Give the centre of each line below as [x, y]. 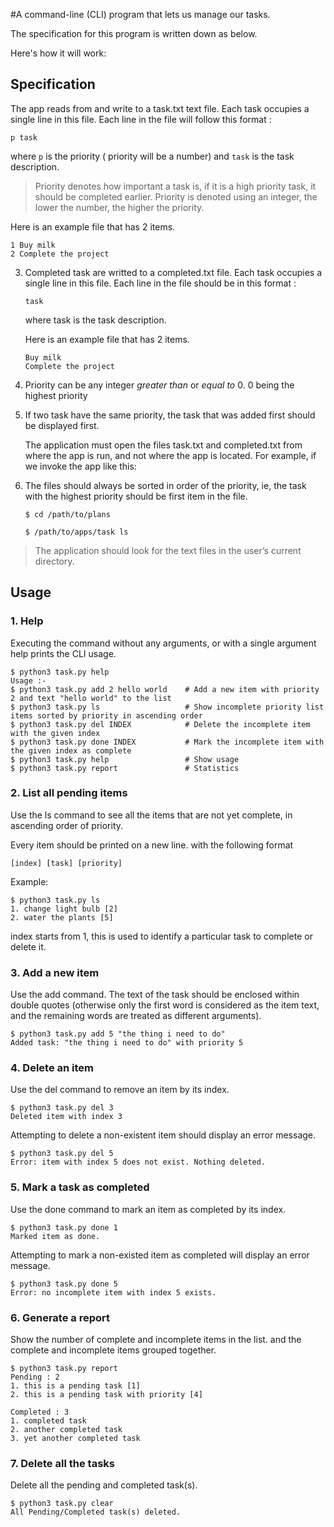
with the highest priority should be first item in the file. [136, 496]
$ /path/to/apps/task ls [76, 532]
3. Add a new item [55, 972]
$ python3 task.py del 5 [62, 1154]
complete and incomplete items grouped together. [113, 1350]
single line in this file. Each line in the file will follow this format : [141, 119]
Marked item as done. [55, 1236]
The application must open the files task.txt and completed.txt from [163, 445]
